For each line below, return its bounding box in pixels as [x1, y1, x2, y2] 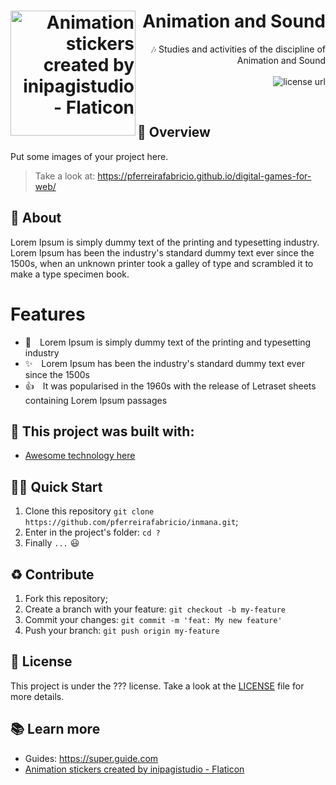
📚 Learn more [10, 721, 101, 738]
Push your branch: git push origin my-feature [24, 624, 220, 636]
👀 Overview [137, 124, 211, 141]
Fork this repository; [24, 592, 108, 604]
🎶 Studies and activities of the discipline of [150, 43, 326, 55]
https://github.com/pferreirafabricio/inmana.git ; [24, 516, 239, 528]
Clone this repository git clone [24, 505, 155, 517]
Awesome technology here [24, 450, 136, 462]
